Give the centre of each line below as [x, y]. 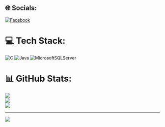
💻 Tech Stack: [35, 41]
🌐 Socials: [21, 8]
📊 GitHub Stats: [39, 79]
